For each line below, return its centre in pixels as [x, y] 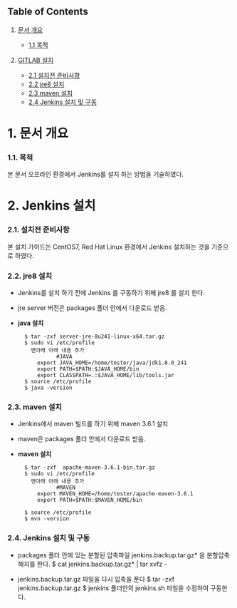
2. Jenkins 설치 [52, 206]
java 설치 [31, 323]
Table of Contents [48, 12]
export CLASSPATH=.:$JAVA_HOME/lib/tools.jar [105, 376]
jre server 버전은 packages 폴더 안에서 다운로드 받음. [92, 308]
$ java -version [48, 388]
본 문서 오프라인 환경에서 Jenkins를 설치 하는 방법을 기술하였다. [95, 175]
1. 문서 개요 [38, 133]
